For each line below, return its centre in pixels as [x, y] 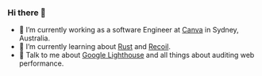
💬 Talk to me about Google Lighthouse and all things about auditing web [137, 55]
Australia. [35, 38]
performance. [41, 63]
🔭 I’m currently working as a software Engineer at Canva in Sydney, [129, 30]
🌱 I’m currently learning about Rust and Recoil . [95, 47]
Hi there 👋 [27, 13]
